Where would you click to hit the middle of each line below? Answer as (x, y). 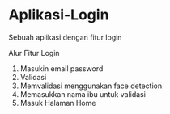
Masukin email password (62, 68)
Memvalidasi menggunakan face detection (91, 86)
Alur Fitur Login (34, 53)
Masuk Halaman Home (58, 103)
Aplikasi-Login (59, 15)
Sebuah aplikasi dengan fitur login (65, 37)
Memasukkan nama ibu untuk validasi (83, 94)
